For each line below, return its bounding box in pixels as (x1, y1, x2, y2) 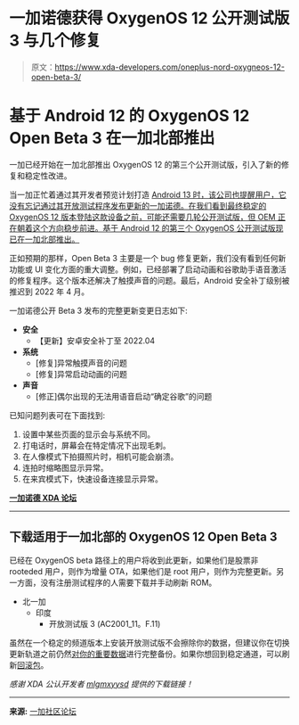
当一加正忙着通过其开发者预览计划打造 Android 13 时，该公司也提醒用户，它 (9, 189, 287, 200)
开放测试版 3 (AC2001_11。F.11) (48, 618, 161, 629)
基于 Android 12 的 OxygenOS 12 (9, 106, 250, 126)
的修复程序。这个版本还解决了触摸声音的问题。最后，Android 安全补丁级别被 (9, 275, 290, 285)
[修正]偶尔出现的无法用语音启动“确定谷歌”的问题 (35, 391, 213, 401)
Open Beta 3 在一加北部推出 (9, 128, 215, 148)
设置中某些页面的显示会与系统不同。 (21, 429, 156, 440)
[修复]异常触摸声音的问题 (35, 358, 127, 368)
